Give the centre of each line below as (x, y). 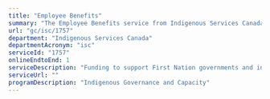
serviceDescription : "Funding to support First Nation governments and (131, 68)
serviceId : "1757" (39, 53)
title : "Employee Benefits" (55, 16)
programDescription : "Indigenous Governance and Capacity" (109, 82)
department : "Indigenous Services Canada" (80, 38)
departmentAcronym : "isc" (51, 46)
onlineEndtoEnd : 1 (39, 61)
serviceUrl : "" (34, 75)
